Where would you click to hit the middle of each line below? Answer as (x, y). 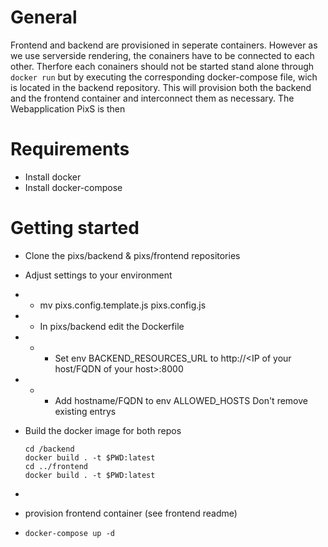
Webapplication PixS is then (68, 108)
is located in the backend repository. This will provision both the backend (161, 87)
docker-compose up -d (69, 533)
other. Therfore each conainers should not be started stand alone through (162, 66)
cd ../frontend (56, 466)
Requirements (70, 149)
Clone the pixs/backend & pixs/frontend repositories (132, 255)
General (44, 17)
